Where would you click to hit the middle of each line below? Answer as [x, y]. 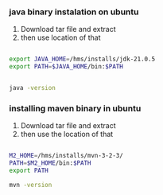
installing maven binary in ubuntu [75, 108]
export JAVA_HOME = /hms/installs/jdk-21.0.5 [82, 59]
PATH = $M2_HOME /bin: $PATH [50, 163]
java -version [33, 88]
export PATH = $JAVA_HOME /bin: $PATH [66, 67]
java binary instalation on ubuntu [74, 12]
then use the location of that [67, 135]
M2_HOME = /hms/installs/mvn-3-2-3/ [66, 156]
